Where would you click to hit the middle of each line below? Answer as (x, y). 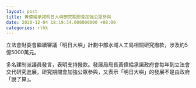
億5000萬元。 (23, 52)
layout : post (22, 11)
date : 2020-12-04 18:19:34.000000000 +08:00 (61, 22)
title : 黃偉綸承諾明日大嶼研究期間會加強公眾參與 (59, 17)
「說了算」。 (20, 79)
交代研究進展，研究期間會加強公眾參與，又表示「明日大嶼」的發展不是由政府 (98, 72)
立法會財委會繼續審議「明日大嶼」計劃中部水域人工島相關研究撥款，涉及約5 (97, 45)
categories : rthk (27, 28)
